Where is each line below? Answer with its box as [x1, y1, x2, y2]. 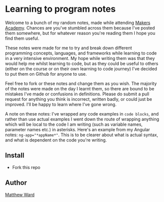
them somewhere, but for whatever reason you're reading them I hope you [5, 30, 156, 36]
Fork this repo [12, 164, 41, 170]
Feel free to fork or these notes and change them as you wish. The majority [5, 80, 157, 87]
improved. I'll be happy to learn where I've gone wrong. [5, 101, 117, 107]
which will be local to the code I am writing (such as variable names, [5, 121, 143, 127]
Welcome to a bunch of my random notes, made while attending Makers [5, 20, 151, 26]
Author [5, 178, 27, 187]
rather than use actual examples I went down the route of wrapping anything [5, 116, 160, 122]
